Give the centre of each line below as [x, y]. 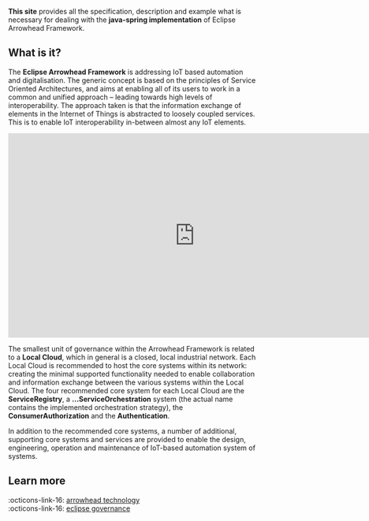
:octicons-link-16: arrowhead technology [74, 500]
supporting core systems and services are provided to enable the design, [127, 439]
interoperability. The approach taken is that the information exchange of [125, 105]
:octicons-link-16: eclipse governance [69, 508]
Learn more [37, 481]
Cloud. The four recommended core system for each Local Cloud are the [126, 390]
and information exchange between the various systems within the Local [126, 382]
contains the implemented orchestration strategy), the [96, 407]
